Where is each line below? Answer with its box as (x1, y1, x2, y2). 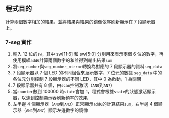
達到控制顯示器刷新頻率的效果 (26, 95, 88, 101)
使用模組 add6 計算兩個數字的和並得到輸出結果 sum (12, 57, 112, 63)
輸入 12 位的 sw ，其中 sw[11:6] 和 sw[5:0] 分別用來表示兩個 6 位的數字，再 (12, 51, 164, 57)
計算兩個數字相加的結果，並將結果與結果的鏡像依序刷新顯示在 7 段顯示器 (5, 19, 156, 25)
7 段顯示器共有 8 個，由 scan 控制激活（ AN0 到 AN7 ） (12, 82, 115, 88)
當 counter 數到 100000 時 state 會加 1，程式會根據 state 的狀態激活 (12, 89, 147, 95)
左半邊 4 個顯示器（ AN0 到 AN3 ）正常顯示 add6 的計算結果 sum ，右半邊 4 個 (12, 101, 158, 107)
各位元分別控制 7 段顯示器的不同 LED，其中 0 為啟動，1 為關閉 (12, 76, 142, 82)
